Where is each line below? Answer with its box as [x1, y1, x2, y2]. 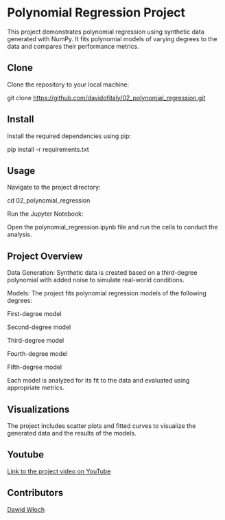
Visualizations [7, 403, 70, 415]
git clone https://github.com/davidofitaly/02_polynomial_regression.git [7, 93, 206, 102]
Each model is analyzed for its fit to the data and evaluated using [7, 376, 190, 385]
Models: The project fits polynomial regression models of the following [7, 289, 207, 297]
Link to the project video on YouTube [7, 467, 111, 475]
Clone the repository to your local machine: [7, 80, 130, 89]
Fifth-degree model [7, 363, 62, 372]
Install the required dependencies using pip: [7, 132, 132, 140]
